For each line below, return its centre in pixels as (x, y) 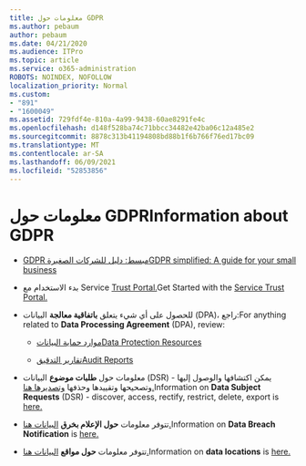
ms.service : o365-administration (73, 69)
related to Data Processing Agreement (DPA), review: (124, 325)
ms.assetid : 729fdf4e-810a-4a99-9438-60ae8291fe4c (107, 119)
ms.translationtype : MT (55, 145)
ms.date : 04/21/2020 (49, 43)
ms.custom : (30, 94)
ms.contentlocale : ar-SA (56, 153)
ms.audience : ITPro (46, 52)
